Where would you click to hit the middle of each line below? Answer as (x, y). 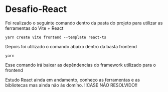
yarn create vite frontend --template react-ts (56, 37)
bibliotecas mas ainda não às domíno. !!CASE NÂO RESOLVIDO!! (71, 85)
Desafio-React (36, 9)
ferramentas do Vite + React (34, 28)
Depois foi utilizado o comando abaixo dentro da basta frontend (71, 46)
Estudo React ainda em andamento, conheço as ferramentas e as (73, 80)
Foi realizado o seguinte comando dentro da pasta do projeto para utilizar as (84, 23)
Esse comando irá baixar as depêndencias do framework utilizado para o (81, 65)
